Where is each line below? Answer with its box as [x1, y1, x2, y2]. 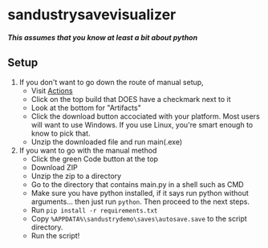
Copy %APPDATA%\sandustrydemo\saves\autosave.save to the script [30, 213, 248, 223]
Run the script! [30, 230, 80, 240]
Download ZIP [30, 162, 78, 172]
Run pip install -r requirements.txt [30, 205, 158, 214]
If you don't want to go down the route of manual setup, [18, 77, 204, 87]
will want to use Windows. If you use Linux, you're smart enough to [30, 120, 254, 129]
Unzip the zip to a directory [30, 171, 122, 181]
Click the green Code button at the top [30, 154, 158, 164]
